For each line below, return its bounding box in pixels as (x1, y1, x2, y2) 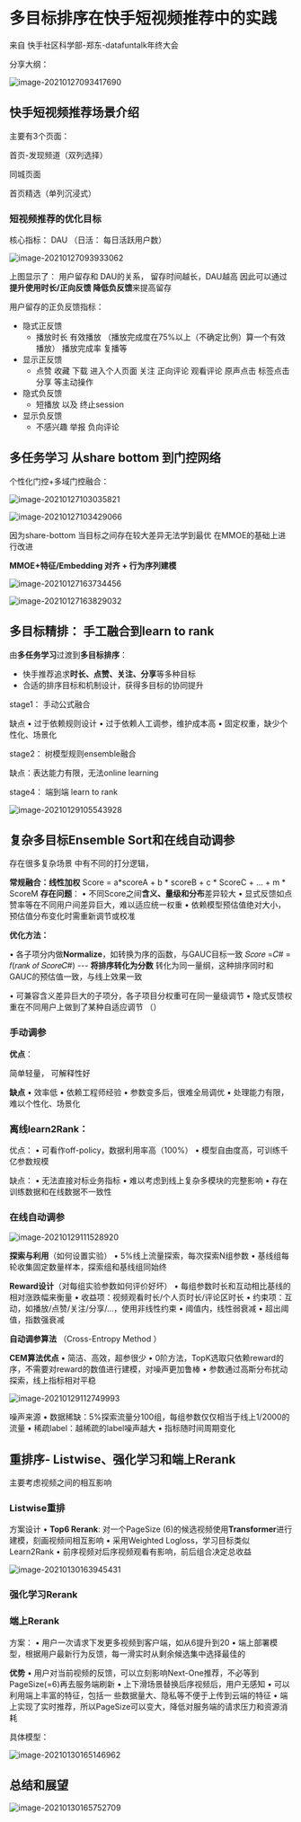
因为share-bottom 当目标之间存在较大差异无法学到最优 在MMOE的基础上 (9, 529, 279, 540)
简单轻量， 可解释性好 (9, 1067, 91, 1078)
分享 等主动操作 (35, 376, 94, 387)
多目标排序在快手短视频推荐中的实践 (9, 8, 278, 29)
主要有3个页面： (9, 130, 70, 141)
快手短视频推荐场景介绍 (9, 105, 139, 120)
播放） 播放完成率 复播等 (35, 343, 128, 354)
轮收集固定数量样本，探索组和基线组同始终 (9, 1261, 167, 1272)
